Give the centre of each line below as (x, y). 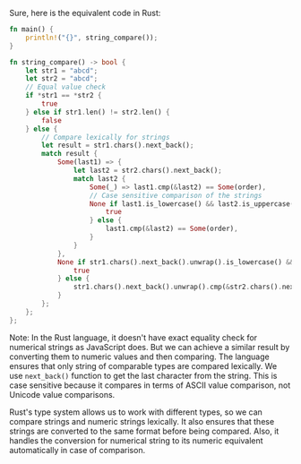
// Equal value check (65, 87)
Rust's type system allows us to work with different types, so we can (136, 412)
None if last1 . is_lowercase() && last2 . (166, 204)
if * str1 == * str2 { (64, 96)
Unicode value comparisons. (62, 394)
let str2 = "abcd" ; (62, 79)
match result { (70, 154)
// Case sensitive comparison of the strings (176, 195)
